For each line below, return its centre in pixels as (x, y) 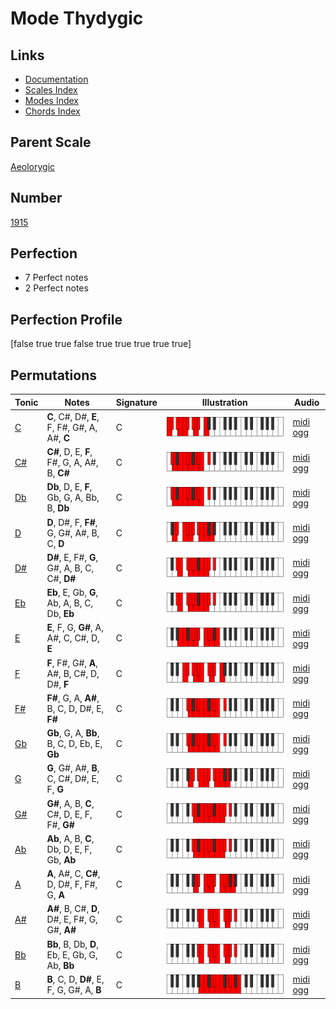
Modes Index (51, 100)
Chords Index (52, 111)
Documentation (56, 79)
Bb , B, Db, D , (72, 944)
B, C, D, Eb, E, (74, 744)
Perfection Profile (66, 319)
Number (36, 198)
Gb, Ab (61, 859)
